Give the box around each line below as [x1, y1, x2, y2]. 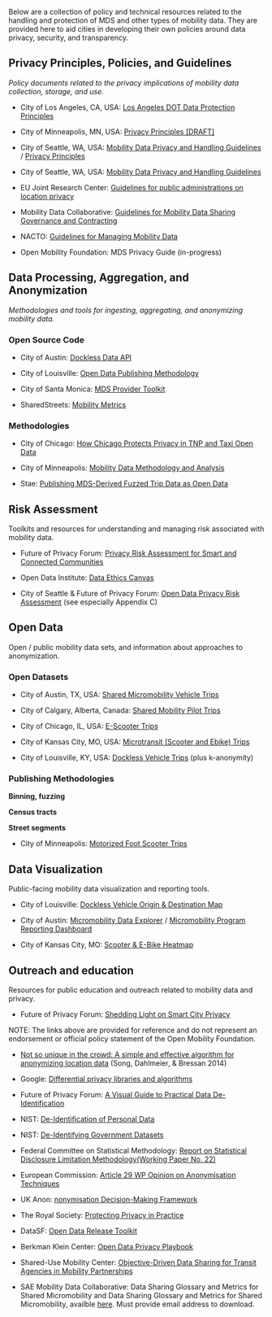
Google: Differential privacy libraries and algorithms [19, 1074, 193, 1084]
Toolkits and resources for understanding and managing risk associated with [8, 524, 265, 534]
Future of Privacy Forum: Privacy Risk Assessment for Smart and [19, 548, 237, 558]
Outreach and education [8, 963, 134, 977]
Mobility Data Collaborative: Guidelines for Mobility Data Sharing [19, 207, 236, 216]
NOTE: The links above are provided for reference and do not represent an [8, 1025, 257, 1036]
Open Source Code [8, 334, 85, 345]
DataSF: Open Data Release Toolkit [19, 1226, 138, 1236]
